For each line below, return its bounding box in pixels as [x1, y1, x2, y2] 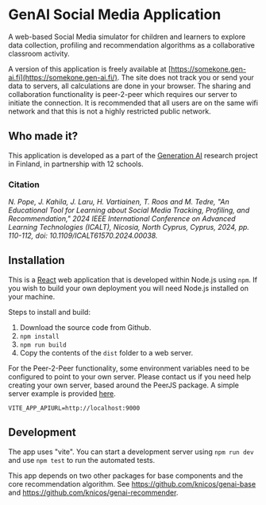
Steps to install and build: [8, 307, 91, 317]
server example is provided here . [8, 388, 117, 398]
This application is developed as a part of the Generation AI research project [8, 150, 258, 160]
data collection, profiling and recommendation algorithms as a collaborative [8, 40, 256, 49]
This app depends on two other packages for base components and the [8, 471, 244, 480]
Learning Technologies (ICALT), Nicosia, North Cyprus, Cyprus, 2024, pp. [8, 223, 250, 232]
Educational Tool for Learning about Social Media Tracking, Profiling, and [8, 205, 250, 216]
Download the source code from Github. [19, 322, 152, 332]
